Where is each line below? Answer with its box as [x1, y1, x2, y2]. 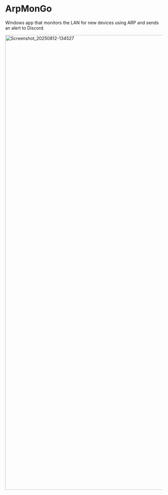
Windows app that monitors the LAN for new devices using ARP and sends [5, 20, 159, 26]
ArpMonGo [5, 3, 52, 15]
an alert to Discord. [5, 25, 45, 31]
